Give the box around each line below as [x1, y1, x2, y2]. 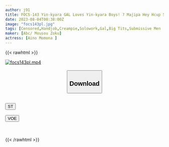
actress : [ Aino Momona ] [5, 36, 57, 41]
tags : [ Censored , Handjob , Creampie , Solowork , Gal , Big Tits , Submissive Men [5, 26, 161, 31]
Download [69, 79, 100, 87]
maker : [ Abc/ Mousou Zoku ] [5, 31, 62, 36]
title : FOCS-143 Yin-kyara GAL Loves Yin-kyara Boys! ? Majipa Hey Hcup [5, 12, 161, 17]
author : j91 [5, 7, 30, 13]
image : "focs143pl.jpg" [5, 21, 55, 27]
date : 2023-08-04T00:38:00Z [5, 17, 64, 22]
